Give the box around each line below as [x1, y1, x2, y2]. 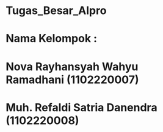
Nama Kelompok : [5, 32, 98, 46]
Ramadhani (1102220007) [5, 73, 139, 86]
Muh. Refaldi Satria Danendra [5, 100, 158, 114]
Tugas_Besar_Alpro [5, 4, 107, 18]
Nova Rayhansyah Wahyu [5, 59, 139, 73]
